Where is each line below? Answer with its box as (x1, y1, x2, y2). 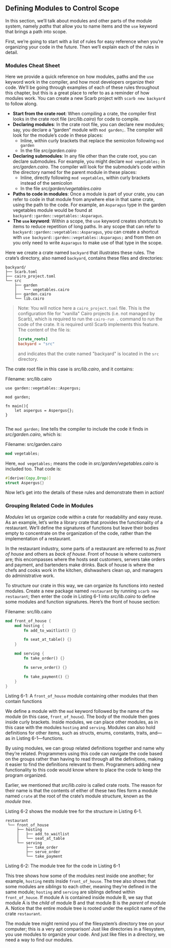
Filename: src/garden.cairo (5, 441, 62, 447)
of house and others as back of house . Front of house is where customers (5, 551, 161, 557)
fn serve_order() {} (23, 665, 67, 670)
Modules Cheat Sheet (5, 62, 60, 69)
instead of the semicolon (20, 180, 72, 186)
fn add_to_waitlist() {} (23, 628, 77, 633)
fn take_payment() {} (23, 674, 70, 679)
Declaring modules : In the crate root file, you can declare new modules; (12, 121, 165, 128)
